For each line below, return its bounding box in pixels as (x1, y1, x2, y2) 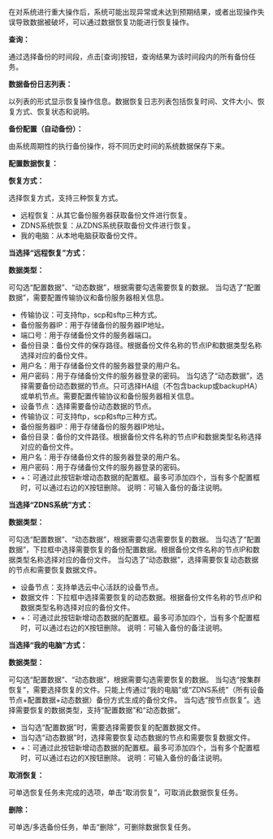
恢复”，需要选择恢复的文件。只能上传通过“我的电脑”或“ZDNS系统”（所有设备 (8, 685, 265, 694)
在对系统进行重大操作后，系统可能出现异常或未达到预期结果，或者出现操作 (8, 7, 258, 16)
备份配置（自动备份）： (8, 124, 84, 133)
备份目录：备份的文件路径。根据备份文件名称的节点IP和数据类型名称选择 (19, 432, 262, 441)
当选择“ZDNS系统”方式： (8, 500, 93, 510)
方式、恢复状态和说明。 (15, 107, 94, 116)
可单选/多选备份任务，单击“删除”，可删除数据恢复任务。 (8, 822, 196, 832)
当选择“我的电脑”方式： (8, 641, 88, 650)
